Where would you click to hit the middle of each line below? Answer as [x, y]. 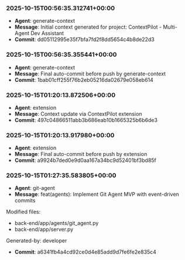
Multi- [170, 27]
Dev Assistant [47, 33]
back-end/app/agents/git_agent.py [56, 223]
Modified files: [23, 212]
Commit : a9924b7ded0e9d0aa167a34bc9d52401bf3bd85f [85, 160]
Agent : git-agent [35, 188]
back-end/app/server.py [44, 230]
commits [25, 200]
